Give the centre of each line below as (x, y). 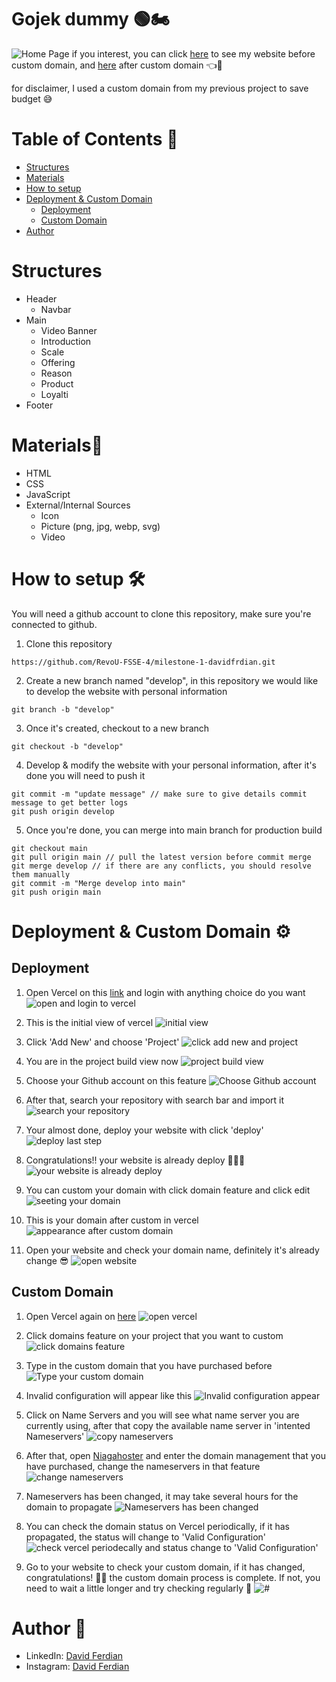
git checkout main (49, 848)
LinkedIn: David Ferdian (74, 1656)
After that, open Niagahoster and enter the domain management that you (175, 1455)
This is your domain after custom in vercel (112, 1220)
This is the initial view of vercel (89, 1022)
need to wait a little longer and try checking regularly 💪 (139, 1588)
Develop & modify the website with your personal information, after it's (171, 765)
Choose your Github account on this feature (116, 1080)
